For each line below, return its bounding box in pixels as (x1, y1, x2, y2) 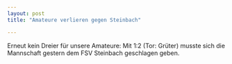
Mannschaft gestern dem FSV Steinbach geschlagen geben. (7, 49, 180, 57)
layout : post (7, 10, 45, 17)
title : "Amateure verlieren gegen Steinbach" (7, 17, 141, 23)
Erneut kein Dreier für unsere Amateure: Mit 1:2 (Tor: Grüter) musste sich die (7, 41, 226, 50)
